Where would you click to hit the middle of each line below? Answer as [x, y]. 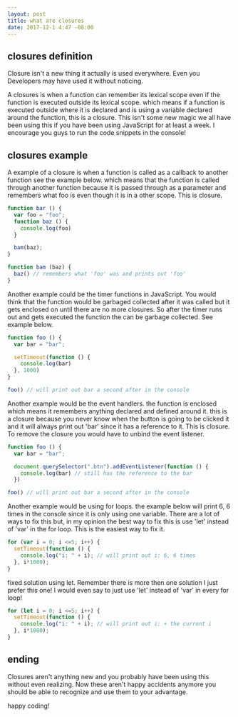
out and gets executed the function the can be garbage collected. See [110, 317]
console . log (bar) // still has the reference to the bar [107, 473]
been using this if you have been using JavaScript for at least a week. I [111, 125]
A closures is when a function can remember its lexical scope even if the [114, 95]
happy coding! [29, 706]
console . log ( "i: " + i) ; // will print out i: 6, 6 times [108, 555]
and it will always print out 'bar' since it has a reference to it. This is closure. [119, 426]
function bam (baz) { [40, 267]
